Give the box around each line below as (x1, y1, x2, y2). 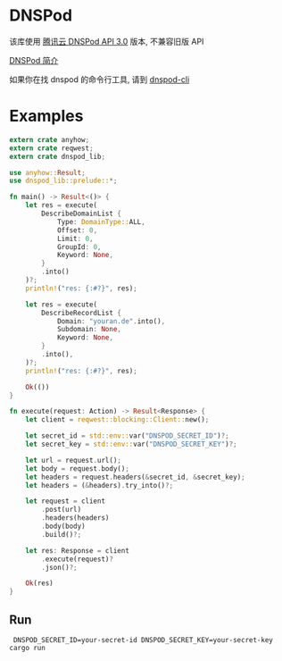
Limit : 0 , (56, 234, 94, 243)
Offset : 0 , (56, 225, 98, 235)
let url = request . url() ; (25, 456, 122, 464)
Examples (9, 106, 84, 126)
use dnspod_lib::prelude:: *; (9, 176, 118, 186)
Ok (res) (25, 579, 54, 588)
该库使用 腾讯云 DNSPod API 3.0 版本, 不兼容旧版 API (9, 36, 204, 46)
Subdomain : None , (56, 325, 122, 334)
